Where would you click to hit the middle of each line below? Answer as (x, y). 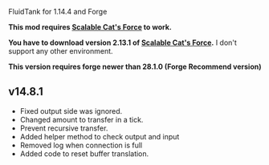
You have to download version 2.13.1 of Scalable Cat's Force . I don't (122, 42)
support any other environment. (61, 51)
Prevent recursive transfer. (64, 128)
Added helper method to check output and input (100, 136)
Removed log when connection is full (81, 145)
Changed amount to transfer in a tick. (82, 119)
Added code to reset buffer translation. (84, 153)
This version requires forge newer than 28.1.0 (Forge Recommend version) (135, 66)
